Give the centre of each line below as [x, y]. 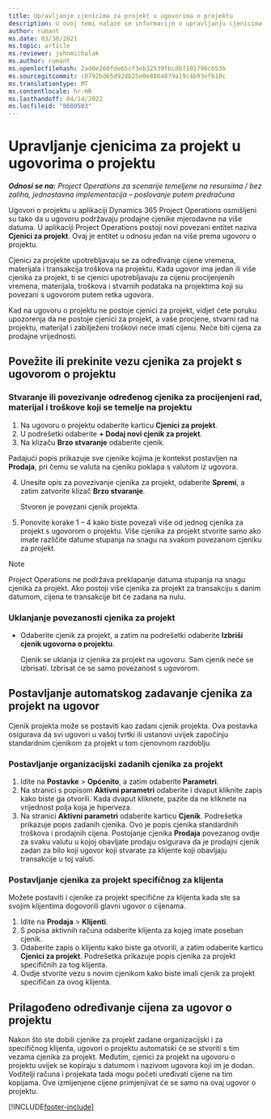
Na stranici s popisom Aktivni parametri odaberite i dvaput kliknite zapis [141, 790]
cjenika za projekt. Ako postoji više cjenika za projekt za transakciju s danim [135, 588]
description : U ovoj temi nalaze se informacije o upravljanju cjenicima [135, 23]
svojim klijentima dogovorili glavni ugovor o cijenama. [97, 906]
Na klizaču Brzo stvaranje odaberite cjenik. [92, 442]
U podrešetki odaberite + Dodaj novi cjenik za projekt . [111, 433]
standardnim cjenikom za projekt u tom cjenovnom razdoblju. [110, 742]
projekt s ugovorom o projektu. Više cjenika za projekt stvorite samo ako [140, 530]
